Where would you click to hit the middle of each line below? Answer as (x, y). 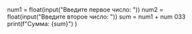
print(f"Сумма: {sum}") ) (42, 24)
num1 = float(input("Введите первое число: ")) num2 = (85, 10)
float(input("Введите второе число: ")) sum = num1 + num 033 (97, 17)
